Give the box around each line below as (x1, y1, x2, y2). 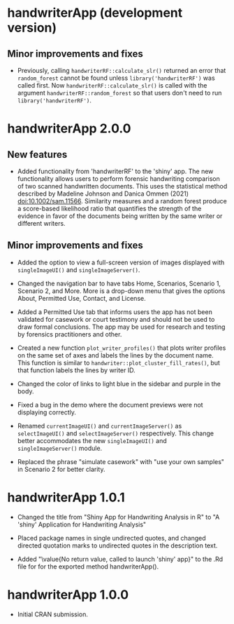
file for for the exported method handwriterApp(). (17, 562, 159, 571)
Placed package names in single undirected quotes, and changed (17, 534, 206, 542)
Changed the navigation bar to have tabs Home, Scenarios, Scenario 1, (17, 279, 221, 287)
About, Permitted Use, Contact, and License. (17, 294, 146, 302)
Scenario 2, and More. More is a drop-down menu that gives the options (17, 286, 226, 295)
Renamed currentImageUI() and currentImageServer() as (17, 421, 182, 430)
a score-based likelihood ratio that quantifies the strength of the (17, 205, 202, 212)
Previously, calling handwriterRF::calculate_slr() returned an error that (17, 67, 226, 74)
